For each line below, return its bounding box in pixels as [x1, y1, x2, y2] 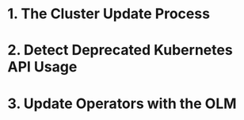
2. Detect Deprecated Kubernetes [7, 41, 233, 60]
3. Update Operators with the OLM [7, 95, 237, 112]
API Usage [7, 58, 78, 76]
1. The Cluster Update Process [7, 5, 211, 23]
